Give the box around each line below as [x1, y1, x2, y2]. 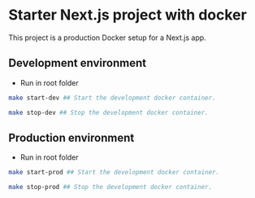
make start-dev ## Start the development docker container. [8, 94, 217, 102]
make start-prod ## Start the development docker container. [8, 169, 220, 177]
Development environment [8, 56, 147, 70]
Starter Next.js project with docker [8, 6, 248, 24]
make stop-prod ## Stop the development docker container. [8, 183, 213, 191]
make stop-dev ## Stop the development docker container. [8, 108, 209, 117]
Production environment [8, 130, 135, 144]
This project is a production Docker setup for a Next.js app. [8, 33, 207, 42]
